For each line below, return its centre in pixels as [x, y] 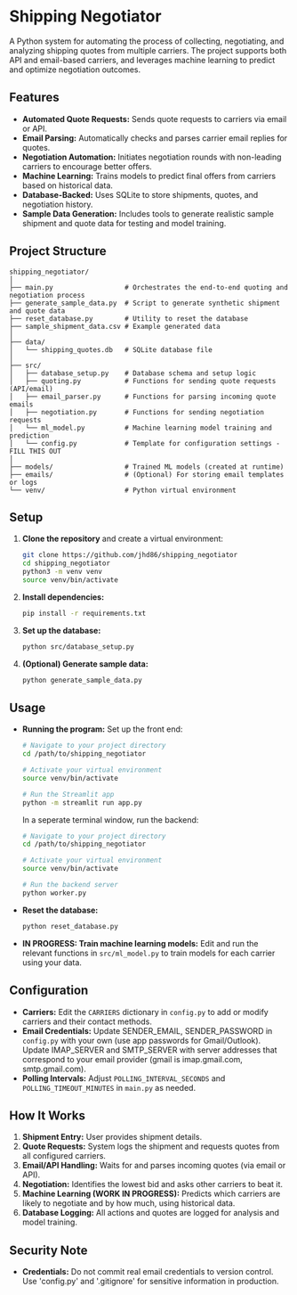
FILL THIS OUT [36, 451]
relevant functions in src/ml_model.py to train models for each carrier [148, 953]
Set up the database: [61, 630]
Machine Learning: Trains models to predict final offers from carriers [149, 176]
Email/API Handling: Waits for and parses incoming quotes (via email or [154, 1166]
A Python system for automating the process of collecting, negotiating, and [147, 41]
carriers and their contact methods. [87, 1021]
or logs [24, 482]
